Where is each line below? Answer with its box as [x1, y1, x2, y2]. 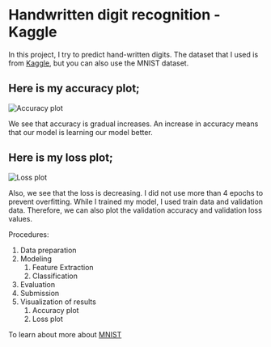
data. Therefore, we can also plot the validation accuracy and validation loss [8, 205, 263, 215]
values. [8, 214, 32, 223]
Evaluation [19, 279, 56, 289]
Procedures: [8, 229, 50, 239]
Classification [32, 271, 78, 281]
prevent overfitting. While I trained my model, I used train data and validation [8, 197, 264, 206]
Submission [19, 288, 60, 298]
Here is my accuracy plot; [8, 82, 140, 95]
